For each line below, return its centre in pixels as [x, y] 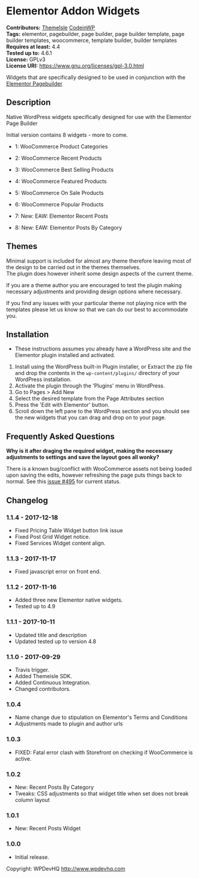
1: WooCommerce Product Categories [61, 146]
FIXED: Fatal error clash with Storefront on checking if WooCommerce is [104, 752]
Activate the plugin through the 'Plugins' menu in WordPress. [90, 386]
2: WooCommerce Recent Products [58, 158]
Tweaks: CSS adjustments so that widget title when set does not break [102, 793]
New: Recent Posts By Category [54, 787]
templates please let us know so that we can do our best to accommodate [97, 309]
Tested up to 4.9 [35, 606]
